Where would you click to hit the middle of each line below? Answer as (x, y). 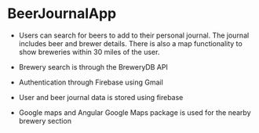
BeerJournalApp (62, 14)
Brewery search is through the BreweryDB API (93, 66)
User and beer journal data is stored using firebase (101, 97)
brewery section (45, 120)
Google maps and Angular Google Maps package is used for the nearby (135, 112)
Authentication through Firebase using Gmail (91, 82)
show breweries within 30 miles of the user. (89, 52)
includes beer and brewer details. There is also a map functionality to (130, 43)
